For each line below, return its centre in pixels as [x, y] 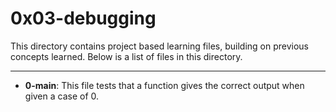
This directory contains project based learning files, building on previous [159, 46]
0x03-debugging [83, 18]
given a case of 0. [62, 96]
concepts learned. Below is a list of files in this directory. [126, 56]
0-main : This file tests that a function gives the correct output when [164, 85]
